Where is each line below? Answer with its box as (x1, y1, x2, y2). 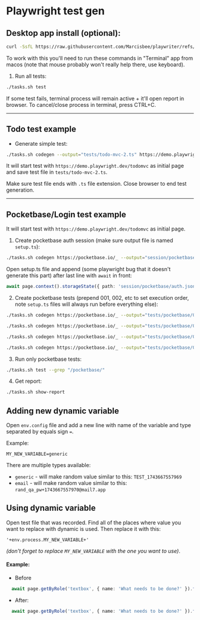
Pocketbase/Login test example (6, 209, 126, 219)
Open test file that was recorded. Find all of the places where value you (6, 518, 182, 526)
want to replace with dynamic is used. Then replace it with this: (6, 525, 161, 532)
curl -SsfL (6, 44, 33, 50)
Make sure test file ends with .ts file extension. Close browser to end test (6, 180, 187, 188)
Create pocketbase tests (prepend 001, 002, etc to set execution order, (14, 294, 189, 301)
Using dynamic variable (6, 503, 96, 513)
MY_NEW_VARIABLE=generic (6, 451, 68, 458)
